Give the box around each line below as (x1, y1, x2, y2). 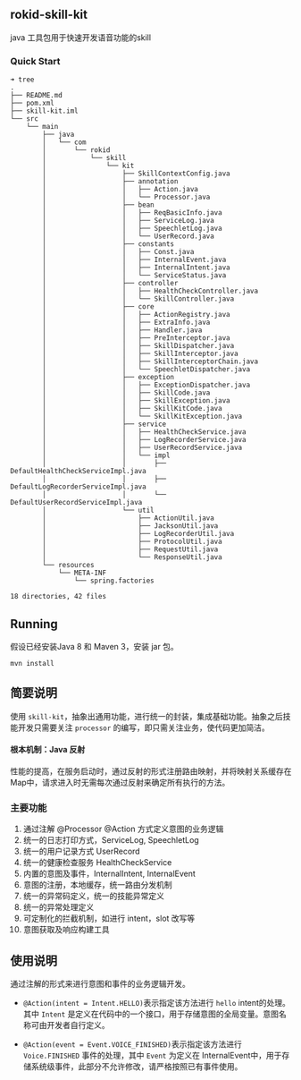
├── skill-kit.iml (10, 106, 79, 115)
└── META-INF (57, 568, 106, 578)
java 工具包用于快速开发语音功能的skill (10, 31, 151, 43)
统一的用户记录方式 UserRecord (22, 846, 141, 857)
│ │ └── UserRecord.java (42, 232, 215, 241)
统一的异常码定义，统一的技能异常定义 (22, 890, 164, 902)
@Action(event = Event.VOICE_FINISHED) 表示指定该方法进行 (22, 1039, 242, 1050)
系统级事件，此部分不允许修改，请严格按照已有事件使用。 (30, 1061, 243, 1072)
